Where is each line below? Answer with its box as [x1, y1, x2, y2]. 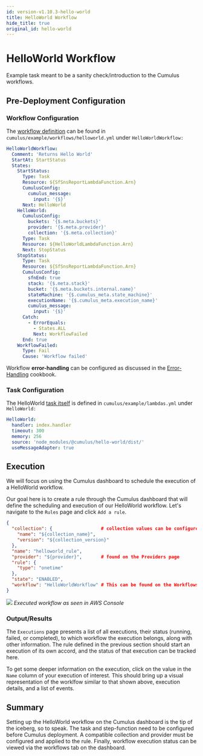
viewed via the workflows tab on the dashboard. [6, 744, 126, 751]
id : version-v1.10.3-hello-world [6, 8, 91, 15]
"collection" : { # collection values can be [11, 526, 172, 532]
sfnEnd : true [28, 275, 61, 281]
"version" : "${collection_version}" [17, 537, 110, 543]
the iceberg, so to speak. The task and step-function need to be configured [6, 725, 195, 732]
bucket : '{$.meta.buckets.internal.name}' [28, 286, 137, 292]
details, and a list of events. [6, 685, 74, 692]
